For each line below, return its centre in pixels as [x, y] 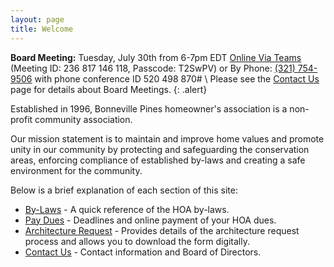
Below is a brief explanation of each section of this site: [124, 190]
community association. [83, 119]
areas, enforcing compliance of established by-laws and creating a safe [158, 160]
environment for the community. [76, 170]
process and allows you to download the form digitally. [137, 241]
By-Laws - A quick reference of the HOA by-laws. [127, 209]
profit [21, 119]
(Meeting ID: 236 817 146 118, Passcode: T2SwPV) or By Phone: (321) [153, 68]
